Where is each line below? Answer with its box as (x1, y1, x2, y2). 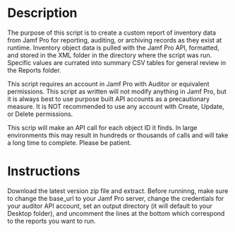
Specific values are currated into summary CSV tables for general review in (7, 58, 227, 66)
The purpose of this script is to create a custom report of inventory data (7, 28, 217, 37)
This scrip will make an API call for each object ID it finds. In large (7, 123, 198, 132)
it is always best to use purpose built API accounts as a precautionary (7, 94, 210, 103)
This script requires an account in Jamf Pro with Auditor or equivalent (7, 79, 210, 88)
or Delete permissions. (7, 110, 73, 118)
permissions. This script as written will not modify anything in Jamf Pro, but (7, 87, 227, 95)
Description (7, 5, 78, 21)
